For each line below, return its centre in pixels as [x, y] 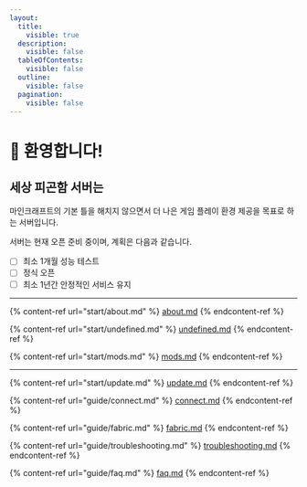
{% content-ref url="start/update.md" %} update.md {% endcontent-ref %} [152, 382]
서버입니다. [39, 222]
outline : [34, 78]
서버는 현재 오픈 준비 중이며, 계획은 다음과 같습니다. [101, 242]
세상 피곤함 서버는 [57, 187]
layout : [24, 18]
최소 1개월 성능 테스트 [61, 261]
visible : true [53, 35]
